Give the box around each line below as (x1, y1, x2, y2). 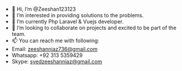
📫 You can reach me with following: (11, 37, 100, 44)
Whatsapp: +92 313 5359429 (11, 52, 83, 59)
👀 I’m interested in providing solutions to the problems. (11, 12, 144, 19)
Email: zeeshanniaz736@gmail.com (11, 46, 98, 52)
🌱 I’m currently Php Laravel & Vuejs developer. (11, 18, 124, 25)
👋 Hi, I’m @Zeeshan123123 (11, 6, 76, 12)
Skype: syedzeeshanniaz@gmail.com (11, 58, 103, 65)
